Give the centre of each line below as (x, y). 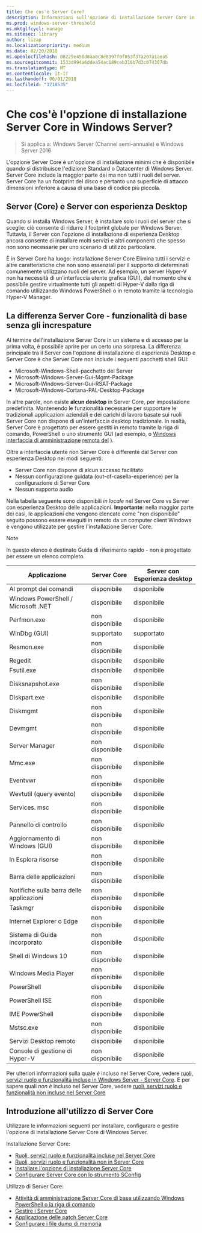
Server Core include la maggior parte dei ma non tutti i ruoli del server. (93, 175)
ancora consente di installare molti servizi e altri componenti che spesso (96, 240)
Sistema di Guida (33, 935)
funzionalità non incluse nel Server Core (56, 1093)
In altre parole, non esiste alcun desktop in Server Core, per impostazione (98, 402)
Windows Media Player (41, 973)
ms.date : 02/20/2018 (32, 51)
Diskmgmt (23, 711)
